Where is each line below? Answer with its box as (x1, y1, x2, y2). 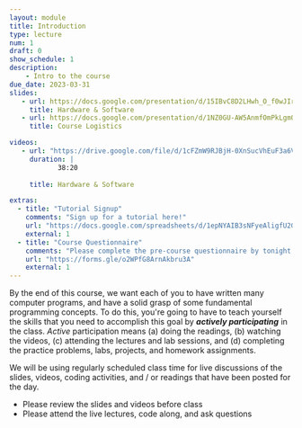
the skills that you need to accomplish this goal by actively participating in (9, 317, 288, 327)
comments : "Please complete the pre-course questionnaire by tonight (25, 246, 292, 255)
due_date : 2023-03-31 (9, 80, 91, 89)
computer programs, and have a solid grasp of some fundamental (9, 298, 253, 308)
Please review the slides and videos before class (22, 399, 203, 410)
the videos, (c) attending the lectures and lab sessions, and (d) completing (9, 335, 285, 346)
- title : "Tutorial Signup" (17, 204, 123, 214)
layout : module (9, 13, 67, 22)
